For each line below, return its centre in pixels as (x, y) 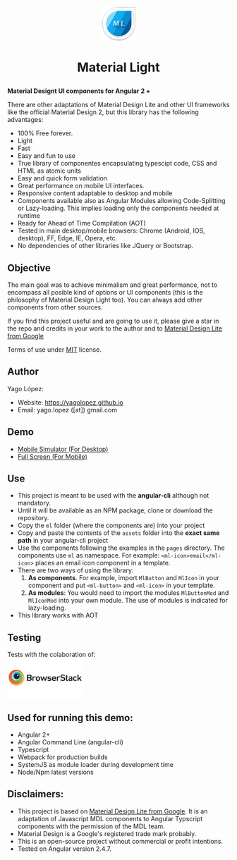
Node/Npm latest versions (55, 772)
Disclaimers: (36, 794)
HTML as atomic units (49, 171)
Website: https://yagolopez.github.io (70, 402)
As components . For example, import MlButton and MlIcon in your (124, 578)
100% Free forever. (45, 133)
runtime (29, 216)
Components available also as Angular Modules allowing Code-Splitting (121, 201)
